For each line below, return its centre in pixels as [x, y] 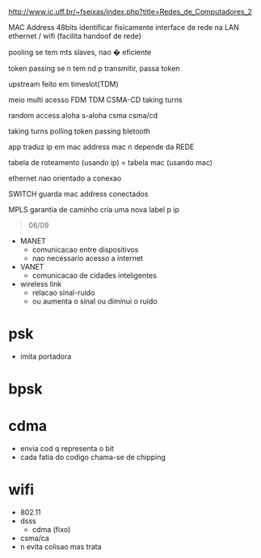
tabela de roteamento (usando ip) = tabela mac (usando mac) [110, 162]
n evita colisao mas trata [61, 547]
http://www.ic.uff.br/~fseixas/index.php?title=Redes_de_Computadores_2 [130, 12]
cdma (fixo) [51, 529]
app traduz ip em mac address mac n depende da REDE [101, 147]
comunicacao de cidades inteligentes [95, 275]
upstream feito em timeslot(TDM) [63, 84]
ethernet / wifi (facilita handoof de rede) [75, 36]
